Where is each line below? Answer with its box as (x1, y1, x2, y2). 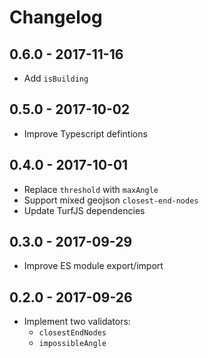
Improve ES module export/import (23, 260, 164, 272)
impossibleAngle (38, 339, 107, 349)
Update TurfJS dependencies (23, 204, 146, 216)
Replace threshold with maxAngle (23, 183, 159, 195)
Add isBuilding (23, 72, 89, 84)
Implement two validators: (23, 316, 131, 328)
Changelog (9, 6, 103, 29)
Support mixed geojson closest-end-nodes (23, 194, 199, 206)
